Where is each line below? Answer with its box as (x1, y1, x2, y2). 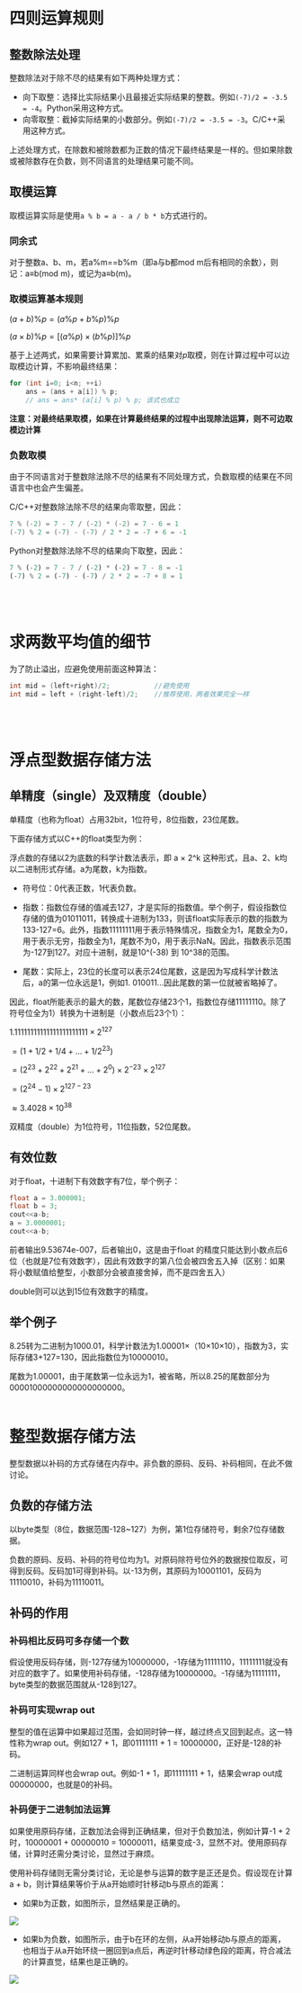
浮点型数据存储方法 (9, 750, 152, 770)
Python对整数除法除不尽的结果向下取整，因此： (9, 545, 186, 556)
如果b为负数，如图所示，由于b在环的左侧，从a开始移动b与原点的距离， (22, 1934, 286, 1944)
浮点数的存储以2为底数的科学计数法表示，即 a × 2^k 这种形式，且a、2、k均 (9, 852, 288, 863)
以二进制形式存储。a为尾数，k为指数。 (9, 863, 153, 874)
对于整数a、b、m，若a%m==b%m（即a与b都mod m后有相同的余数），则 (9, 257, 279, 268)
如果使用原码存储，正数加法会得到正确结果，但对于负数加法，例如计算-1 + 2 (9, 1826, 290, 1836)
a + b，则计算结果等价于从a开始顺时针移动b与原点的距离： (9, 1878, 227, 1890)
